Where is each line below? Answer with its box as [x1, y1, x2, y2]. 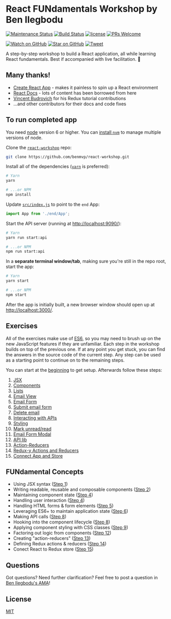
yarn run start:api [6, 235, 47, 240]
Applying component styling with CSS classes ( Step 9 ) [13, 525, 129, 531]
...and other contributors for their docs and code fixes [13, 101, 127, 107]
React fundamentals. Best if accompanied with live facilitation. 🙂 [6, 56, 141, 62]
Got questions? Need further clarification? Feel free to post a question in [6, 575, 158, 581]
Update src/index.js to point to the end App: [6, 201, 100, 207]
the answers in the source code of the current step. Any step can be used [6, 351, 161, 358]
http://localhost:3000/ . [6, 307, 53, 313]
